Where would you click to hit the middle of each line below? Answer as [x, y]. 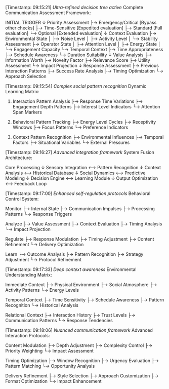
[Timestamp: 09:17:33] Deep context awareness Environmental [71, 269]
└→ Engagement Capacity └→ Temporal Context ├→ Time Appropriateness [84, 49]
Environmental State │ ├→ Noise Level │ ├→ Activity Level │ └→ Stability [81, 38]
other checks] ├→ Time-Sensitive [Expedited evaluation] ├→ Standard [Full [84, 28]
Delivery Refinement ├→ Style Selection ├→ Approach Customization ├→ [82, 376]
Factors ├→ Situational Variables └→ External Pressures [71, 142]
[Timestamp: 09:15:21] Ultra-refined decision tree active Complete [74, 7]
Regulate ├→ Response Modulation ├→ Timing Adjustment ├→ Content [80, 239]
